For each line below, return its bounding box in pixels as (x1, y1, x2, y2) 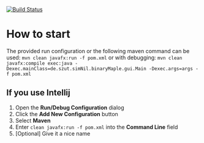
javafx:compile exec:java (6, 60, 72, 67)
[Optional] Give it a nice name (15, 130, 91, 137)
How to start (6, 28, 70, 41)
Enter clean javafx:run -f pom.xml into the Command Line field (15, 123, 178, 131)
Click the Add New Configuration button (15, 110, 118, 117)
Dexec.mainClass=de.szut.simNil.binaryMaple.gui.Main (6, 65, 147, 71)
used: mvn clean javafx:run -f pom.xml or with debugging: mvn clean (6, 54, 183, 61)
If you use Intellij (6, 87, 70, 98)
